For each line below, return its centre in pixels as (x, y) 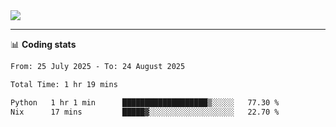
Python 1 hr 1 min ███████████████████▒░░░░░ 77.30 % (145, 102)
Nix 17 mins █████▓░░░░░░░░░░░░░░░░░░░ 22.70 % (145, 112)
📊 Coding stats (43, 44)
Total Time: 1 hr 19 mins (64, 84)
